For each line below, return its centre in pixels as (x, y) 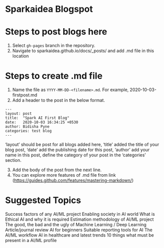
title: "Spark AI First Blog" (37, 118)
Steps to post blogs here (56, 32)
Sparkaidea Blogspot (49, 9)
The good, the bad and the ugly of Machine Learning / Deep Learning (76, 224)
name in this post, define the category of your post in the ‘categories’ (76, 155)
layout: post (19, 114)
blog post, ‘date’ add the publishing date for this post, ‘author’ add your (77, 150)
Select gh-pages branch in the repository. (54, 46)
